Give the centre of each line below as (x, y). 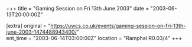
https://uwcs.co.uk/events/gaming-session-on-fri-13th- (118, 26)
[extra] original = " (28, 26)
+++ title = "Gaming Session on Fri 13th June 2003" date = (78, 8)
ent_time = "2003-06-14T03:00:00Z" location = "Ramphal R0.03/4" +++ (94, 38)
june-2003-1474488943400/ (41, 32)
